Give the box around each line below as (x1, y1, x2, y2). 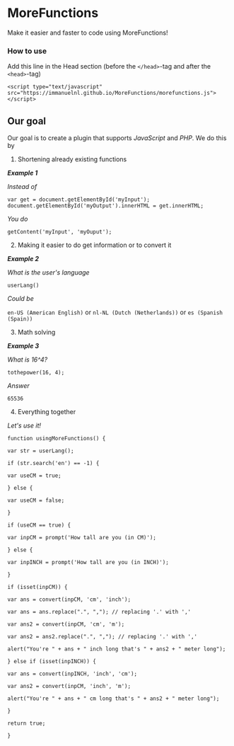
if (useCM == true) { (7, 522, 71, 529)
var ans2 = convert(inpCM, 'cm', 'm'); (7, 621, 125, 628)
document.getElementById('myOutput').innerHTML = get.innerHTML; (7, 202, 204, 210)
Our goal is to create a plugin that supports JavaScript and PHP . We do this (7, 134, 227, 142)
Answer (7, 381, 30, 390)
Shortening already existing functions (17, 155, 127, 163)
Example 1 (7, 168, 38, 178)
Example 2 (7, 255, 40, 263)
